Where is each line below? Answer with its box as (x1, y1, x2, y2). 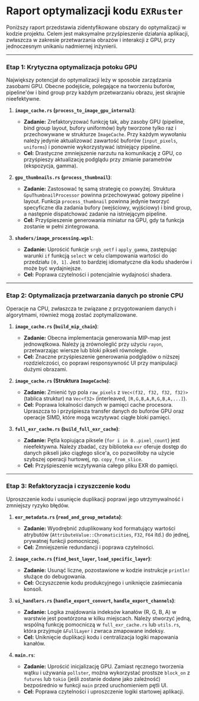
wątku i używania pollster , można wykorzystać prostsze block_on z (23, 669, 191, 676)
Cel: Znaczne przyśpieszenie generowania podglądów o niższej (23, 353, 180, 360)
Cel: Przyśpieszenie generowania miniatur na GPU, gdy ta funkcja (23, 217, 185, 224)
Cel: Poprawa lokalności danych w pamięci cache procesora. (23, 401, 173, 408)
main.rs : (14, 651, 36, 658)
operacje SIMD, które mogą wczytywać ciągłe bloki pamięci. (23, 413, 171, 421)
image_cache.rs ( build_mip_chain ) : (14, 323, 99, 330)
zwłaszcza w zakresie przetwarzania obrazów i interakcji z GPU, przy (6, 36, 175, 43)
